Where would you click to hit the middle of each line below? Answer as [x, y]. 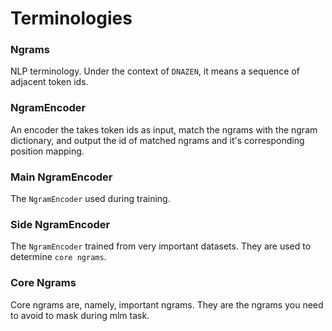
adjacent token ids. [49, 82]
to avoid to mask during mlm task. [80, 315]
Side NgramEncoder [60, 224]
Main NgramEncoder [61, 177]
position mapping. [47, 151]
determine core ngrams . [58, 257]
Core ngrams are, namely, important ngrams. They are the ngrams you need [167, 304]
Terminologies [71, 18]
